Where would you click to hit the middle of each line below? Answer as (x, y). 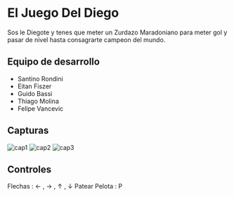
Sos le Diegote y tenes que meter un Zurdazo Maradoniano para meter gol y (117, 32)
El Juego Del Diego (63, 13)
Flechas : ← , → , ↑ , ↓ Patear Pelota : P (65, 186)
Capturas (28, 131)
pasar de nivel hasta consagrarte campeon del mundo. (86, 39)
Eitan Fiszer (34, 86)
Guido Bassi (35, 93)
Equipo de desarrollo (54, 62)
